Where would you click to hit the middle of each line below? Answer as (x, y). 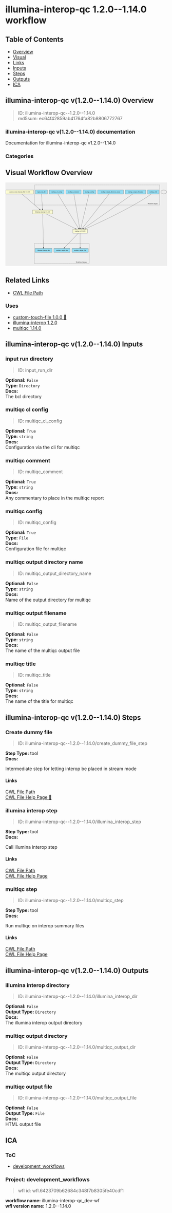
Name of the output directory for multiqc (48, 600)
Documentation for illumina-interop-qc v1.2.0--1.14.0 (61, 143)
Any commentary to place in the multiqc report (55, 498)
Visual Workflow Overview (49, 173)
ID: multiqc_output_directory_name (54, 573)
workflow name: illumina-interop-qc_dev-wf (53, 1201)
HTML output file (23, 1124)
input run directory (29, 359)
